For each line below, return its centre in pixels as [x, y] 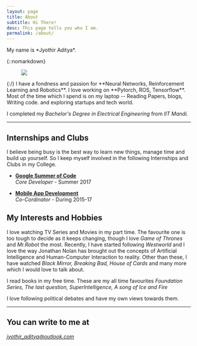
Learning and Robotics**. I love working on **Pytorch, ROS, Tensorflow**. [96, 90]
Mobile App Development [46, 193]
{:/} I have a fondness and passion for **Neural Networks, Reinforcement [96, 84]
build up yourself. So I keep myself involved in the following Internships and [98, 158]
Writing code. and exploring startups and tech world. [70, 103]
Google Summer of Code [46, 175]
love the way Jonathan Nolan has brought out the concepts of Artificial [92, 250]
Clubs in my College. [32, 164]
